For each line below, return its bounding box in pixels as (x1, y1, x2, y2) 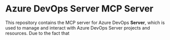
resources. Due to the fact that (5, 30, 70, 36)
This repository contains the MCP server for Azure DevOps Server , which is (5, 19, 165, 25)
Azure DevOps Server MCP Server (5, 3, 154, 14)
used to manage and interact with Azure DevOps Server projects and (5, 24, 151, 30)
